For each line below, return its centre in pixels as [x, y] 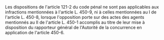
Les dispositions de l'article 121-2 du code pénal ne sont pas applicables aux [82, 7]
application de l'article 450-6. [35, 33]
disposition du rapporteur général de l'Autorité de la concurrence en [73, 27]
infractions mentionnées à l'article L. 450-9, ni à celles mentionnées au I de [81, 12]
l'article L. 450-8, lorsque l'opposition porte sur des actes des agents [75, 17]
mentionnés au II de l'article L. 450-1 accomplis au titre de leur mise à [75, 22]
